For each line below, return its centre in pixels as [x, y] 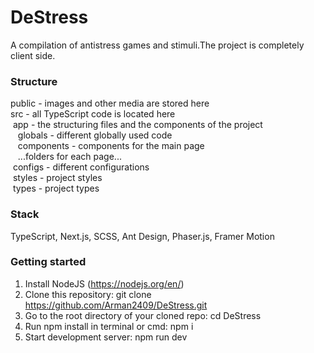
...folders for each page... [69, 157]
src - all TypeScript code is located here [93, 114]
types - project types [56, 188]
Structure [34, 81]
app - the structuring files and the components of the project [137, 125]
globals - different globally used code [95, 135]
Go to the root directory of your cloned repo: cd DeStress [143, 315]
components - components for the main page [111, 146]
